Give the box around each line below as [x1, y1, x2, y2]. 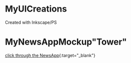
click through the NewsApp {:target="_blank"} [5, 52, 96, 58]
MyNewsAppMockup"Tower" [5, 36, 127, 47]
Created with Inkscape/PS [5, 19, 57, 25]
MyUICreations [5, 3, 67, 15]
